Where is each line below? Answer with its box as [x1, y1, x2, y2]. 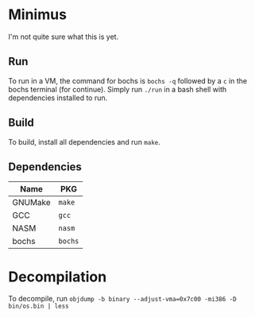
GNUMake [12, 197, 52, 208]
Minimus [8, 6, 68, 24]
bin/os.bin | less [8, 302, 69, 311]
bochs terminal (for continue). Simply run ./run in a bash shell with [8, 84, 227, 94]
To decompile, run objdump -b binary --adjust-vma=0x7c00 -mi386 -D [8, 294, 237, 304]
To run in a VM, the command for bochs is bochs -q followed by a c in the [8, 76, 248, 85]
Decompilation [8, 268, 107, 285]
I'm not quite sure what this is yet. [8, 32, 119, 41]
